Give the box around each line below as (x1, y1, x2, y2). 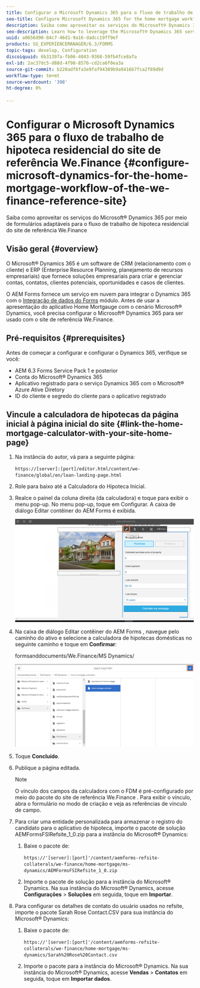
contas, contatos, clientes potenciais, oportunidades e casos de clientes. (6, 278, 185, 286)
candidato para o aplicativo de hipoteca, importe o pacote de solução (14, 824, 186, 831)
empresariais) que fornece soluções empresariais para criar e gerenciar (6, 272, 183, 280)
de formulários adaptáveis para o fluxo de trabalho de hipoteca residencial (6, 220, 189, 227)
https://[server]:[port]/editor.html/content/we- (14, 466, 141, 472)
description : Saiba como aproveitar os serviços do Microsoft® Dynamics (6, 22, 190, 28)
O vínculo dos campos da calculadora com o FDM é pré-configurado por (14, 787, 193, 794)
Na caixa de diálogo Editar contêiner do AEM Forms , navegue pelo (14, 628, 180, 636)
